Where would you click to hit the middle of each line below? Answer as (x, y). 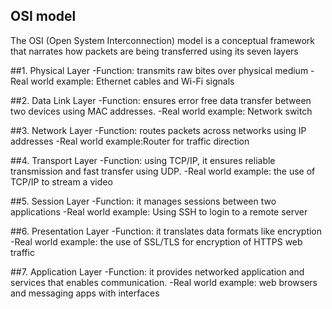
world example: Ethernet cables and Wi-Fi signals (132, 81)
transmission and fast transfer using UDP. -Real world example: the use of (163, 171)
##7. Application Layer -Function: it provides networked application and (157, 271)
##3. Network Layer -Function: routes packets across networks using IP (158, 130)
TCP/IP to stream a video (61, 181)
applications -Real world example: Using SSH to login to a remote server (159, 211)
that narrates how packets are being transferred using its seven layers (154, 51)
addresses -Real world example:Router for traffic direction (130, 141)
